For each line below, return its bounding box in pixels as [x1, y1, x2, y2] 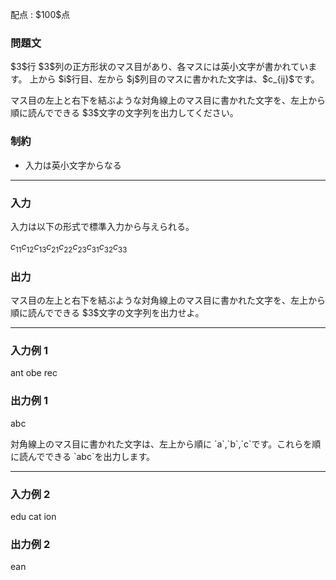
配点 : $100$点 [10, 9, 71, 20]
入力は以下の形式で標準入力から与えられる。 [10, 220, 195, 232]
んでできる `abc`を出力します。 [27, 450, 156, 462]
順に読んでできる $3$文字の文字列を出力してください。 [10, 107, 239, 119]
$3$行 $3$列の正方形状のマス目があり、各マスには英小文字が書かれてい [10, 61, 309, 73]
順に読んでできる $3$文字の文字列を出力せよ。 [10, 306, 205, 318]
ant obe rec [10, 367, 58, 379]
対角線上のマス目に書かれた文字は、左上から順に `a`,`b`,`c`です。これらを [10, 438, 313, 450]
